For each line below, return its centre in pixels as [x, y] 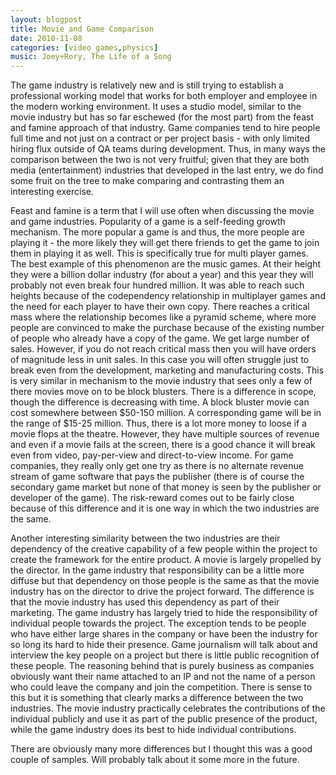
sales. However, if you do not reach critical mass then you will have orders [163, 349]
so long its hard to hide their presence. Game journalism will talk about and [164, 645]
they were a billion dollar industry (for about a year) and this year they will [162, 275]
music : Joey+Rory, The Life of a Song [91, 57]
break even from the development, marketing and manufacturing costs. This [167, 370]
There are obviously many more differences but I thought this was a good [161, 749]
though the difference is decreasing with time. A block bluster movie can [160, 402]
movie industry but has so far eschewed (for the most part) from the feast [162, 117]
